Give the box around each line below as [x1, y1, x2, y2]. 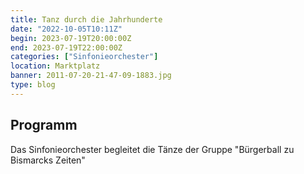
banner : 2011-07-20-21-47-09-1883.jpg [10, 71, 172, 81]
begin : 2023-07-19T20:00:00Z [10, 33, 132, 43]
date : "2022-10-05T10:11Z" [10, 24, 123, 34]
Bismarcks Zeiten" [10, 154, 86, 166]
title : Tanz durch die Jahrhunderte [10, 14, 163, 25]
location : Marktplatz [10, 61, 101, 71]
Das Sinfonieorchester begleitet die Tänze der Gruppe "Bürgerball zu [10, 143, 295, 155]
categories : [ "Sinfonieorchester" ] [10, 52, 159, 62]
